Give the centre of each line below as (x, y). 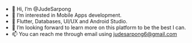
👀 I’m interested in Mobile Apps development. (67, 15)
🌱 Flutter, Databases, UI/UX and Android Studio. (70, 21)
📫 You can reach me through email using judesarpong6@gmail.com (94, 34)
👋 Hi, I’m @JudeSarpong (41, 9)
